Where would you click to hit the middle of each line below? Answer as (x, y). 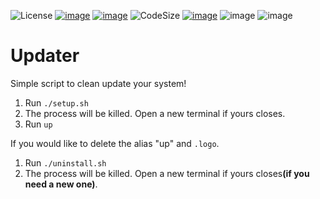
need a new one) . (61, 184)
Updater (45, 56)
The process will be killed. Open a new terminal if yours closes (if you (167, 173)
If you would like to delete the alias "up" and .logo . (115, 143)
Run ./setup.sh (56, 102)
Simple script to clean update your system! (98, 83)
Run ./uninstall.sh (65, 162)
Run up (38, 124)
